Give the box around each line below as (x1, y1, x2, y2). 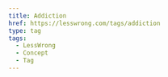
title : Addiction (8, 11, 67, 20)
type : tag (8, 26, 42, 34)
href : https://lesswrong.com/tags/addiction (8, 19, 161, 27)
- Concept (15, 49, 48, 57)
